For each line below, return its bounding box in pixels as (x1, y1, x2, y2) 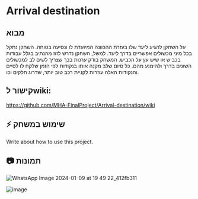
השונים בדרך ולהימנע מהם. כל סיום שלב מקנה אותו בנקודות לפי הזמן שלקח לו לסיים (6, 62, 191, 69)
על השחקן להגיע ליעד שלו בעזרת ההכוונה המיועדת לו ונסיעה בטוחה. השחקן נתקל (6, 43, 186, 50)
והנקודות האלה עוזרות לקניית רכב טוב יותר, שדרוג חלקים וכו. (6, 69, 139, 75)
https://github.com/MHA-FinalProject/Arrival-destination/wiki (6, 101, 155, 108)
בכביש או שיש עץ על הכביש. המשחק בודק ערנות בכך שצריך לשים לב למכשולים (6, 56, 181, 63)
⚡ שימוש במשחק (6, 120, 65, 130)
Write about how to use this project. (6, 138, 94, 145)
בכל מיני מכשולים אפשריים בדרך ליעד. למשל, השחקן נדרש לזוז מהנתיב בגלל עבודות (6, 50, 193, 57)
